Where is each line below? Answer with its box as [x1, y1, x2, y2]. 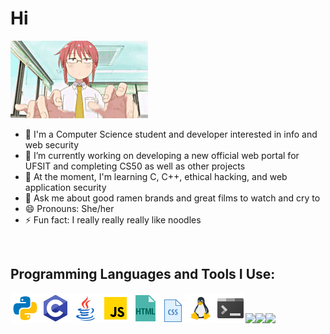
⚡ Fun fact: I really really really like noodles [24, 213, 202, 226]
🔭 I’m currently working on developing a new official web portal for [24, 149, 300, 161]
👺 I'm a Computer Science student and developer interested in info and [24, 128, 318, 140]
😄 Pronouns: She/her [24, 202, 115, 214]
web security [24, 138, 80, 151]
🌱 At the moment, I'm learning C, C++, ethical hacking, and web [24, 170, 288, 182]
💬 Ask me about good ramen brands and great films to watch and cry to [24, 192, 321, 204]
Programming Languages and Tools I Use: [10, 266, 276, 283]
